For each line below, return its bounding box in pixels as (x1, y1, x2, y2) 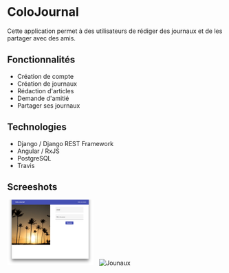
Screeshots (7, 181, 58, 193)
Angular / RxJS (17, 147, 60, 155)
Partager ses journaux (17, 101, 80, 110)
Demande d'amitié (17, 94, 69, 102)
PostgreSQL (17, 154, 52, 162)
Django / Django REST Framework (17, 139, 114, 147)
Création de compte (17, 72, 74, 80)
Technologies (7, 121, 67, 133)
